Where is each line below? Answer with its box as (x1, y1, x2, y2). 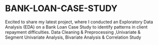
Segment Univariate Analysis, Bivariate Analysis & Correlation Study (5, 34, 141, 40)
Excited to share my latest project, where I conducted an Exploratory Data (5, 19, 154, 25)
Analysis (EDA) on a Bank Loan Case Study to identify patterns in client (5, 24, 148, 30)
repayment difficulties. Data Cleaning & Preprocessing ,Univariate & (5, 29, 141, 35)
